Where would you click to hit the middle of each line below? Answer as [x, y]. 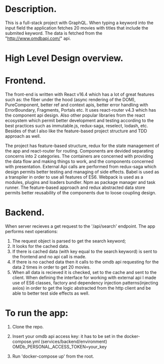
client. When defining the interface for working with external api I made [84, 277]
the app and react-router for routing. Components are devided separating [79, 151]
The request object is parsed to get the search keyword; [69, 241]
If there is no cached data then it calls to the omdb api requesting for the [85, 262]
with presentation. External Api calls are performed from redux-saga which [81, 167]
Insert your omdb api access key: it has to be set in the [68, 336]
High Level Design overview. [64, 58]
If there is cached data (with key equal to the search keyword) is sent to [85, 251]
